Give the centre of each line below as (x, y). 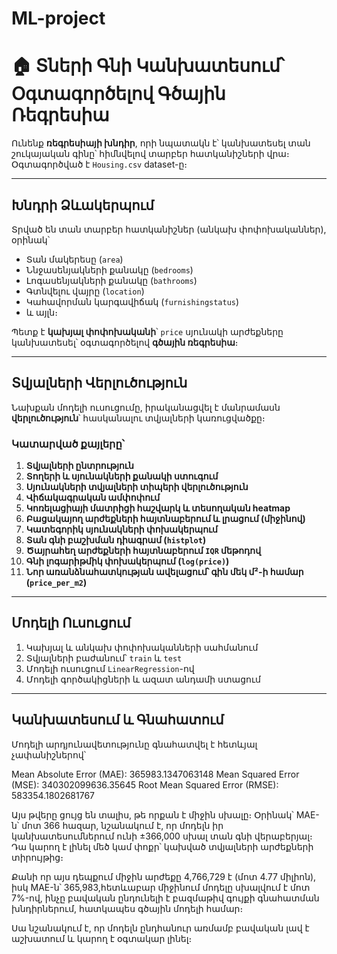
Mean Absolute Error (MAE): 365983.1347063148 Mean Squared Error (155, 774)
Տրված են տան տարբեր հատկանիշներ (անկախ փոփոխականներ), (169, 229)
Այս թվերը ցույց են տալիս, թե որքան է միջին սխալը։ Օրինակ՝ (152, 814)
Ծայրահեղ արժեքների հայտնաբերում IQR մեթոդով (143, 551)
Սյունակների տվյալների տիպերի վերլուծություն (137, 487)
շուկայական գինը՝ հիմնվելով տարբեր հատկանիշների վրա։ (150, 154)
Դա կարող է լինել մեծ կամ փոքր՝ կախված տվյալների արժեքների (162, 846)
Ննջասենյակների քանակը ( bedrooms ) (109, 269)
